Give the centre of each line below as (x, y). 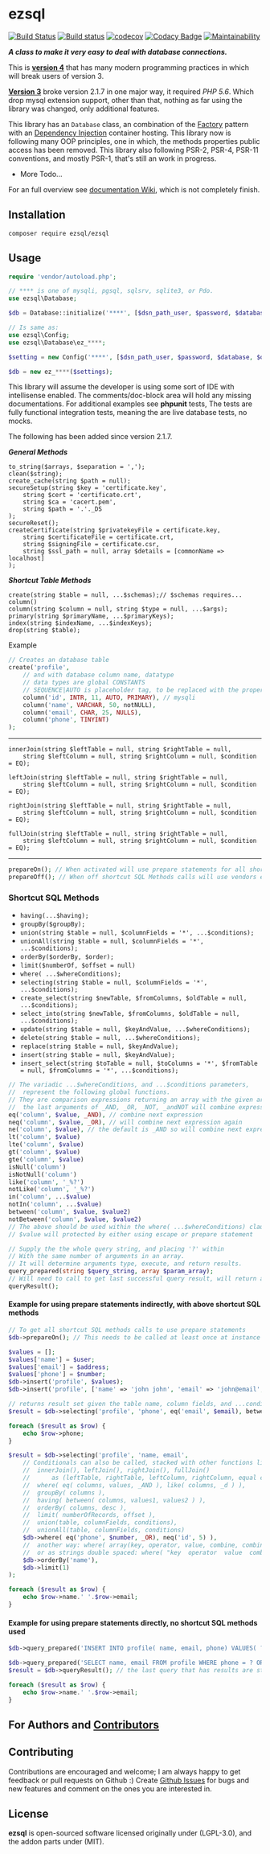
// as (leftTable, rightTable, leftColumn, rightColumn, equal (140, 1478)
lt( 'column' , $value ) (45, 1137)
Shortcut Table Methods (50, 581)
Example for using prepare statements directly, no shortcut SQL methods (133, 1622)
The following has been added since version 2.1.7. (90, 437)
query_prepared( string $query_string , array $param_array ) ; (111, 1272)
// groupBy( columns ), (64, 1493)
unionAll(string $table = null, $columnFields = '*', (112, 942)
